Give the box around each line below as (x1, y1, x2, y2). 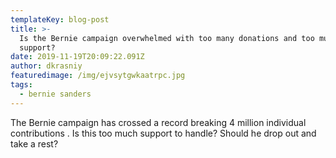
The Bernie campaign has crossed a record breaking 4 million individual (10, 116, 307, 128)
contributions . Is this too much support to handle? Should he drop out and (10, 127, 317, 139)
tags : (10, 80, 33, 90)
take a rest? (10, 137, 59, 150)
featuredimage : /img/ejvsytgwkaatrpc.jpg (10, 71, 186, 81)
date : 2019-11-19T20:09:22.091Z (10, 52, 145, 62)
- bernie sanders (19, 89, 92, 99)
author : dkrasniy (10, 61, 83, 71)
